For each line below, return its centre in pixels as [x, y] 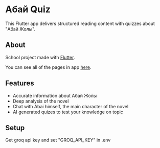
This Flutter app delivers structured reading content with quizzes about [80, 23]
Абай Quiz [28, 9]
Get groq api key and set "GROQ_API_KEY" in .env [58, 140]
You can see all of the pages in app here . [48, 67]
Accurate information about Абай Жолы [55, 95]
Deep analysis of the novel [41, 101]
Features [20, 83]
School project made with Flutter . [40, 57]
